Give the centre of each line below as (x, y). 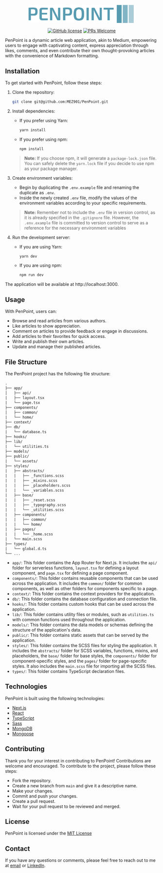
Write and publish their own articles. (48, 342)
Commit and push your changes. (45, 796)
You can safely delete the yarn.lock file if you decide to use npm (89, 163)
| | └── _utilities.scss (35, 510)
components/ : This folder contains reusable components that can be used (85, 578)
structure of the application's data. (47, 630)
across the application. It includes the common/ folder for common (77, 583)
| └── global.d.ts (26, 549)
